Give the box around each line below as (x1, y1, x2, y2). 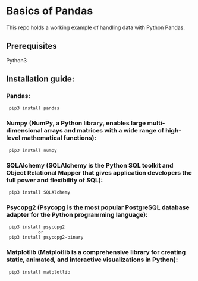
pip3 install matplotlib (8, 269, 70, 275)
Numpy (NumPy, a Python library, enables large (6, 119, 146, 127)
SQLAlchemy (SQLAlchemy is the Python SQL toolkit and (6, 161, 174, 169)
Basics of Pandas (6, 4, 93, 18)
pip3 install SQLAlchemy (8, 190, 70, 195)
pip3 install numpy (8, 147, 58, 153)
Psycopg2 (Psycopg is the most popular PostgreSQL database (6, 203, 190, 211)
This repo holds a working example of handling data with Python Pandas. (6, 24, 186, 31)
